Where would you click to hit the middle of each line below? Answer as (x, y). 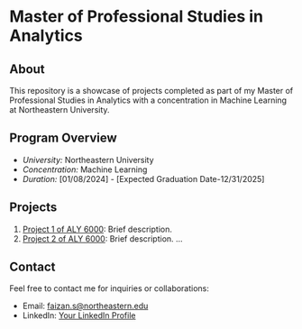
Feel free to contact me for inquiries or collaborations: (110, 288)
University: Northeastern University (88, 160)
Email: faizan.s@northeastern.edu (85, 306)
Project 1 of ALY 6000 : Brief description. (97, 229)
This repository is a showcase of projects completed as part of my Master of (151, 91)
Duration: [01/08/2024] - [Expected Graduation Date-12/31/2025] (143, 178)
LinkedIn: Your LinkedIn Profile (79, 315)
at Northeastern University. (59, 110)
